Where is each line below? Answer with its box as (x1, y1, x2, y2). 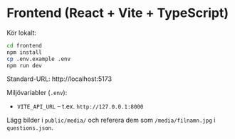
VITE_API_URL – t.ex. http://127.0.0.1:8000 (16, 102, 144, 111)
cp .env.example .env (6, 55, 71, 62)
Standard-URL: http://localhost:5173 (6, 74, 112, 83)
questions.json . (6, 123, 54, 132)
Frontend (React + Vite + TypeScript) (6, 5, 229, 21)
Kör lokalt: (6, 28, 36, 37)
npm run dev (6, 62, 42, 69)
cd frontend (6, 42, 42, 49)
